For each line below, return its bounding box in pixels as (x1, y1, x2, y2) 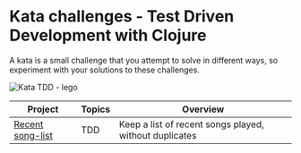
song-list (13, 129, 54, 141)
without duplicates (118, 129, 197, 141)
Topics (80, 103, 110, 115)
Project (27, 103, 59, 115)
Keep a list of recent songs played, (118, 118, 264, 131)
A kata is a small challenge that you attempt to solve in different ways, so (9, 55, 279, 65)
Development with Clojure (9, 25, 207, 46)
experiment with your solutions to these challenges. (9, 64, 200, 75)
